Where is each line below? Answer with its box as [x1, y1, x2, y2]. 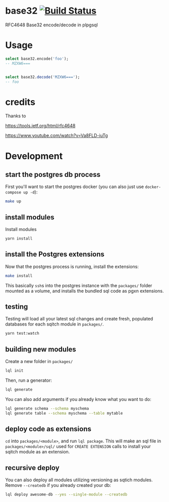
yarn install [5, 236, 33, 241]
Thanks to [5, 113, 26, 119]
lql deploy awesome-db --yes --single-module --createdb [5, 492, 128, 497]
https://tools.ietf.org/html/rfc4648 [5, 123, 76, 129]
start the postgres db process [5, 170, 101, 179]
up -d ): [23, 189, 38, 195]
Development [5, 150, 63, 162]
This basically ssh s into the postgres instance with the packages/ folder [5, 282, 152, 288]
